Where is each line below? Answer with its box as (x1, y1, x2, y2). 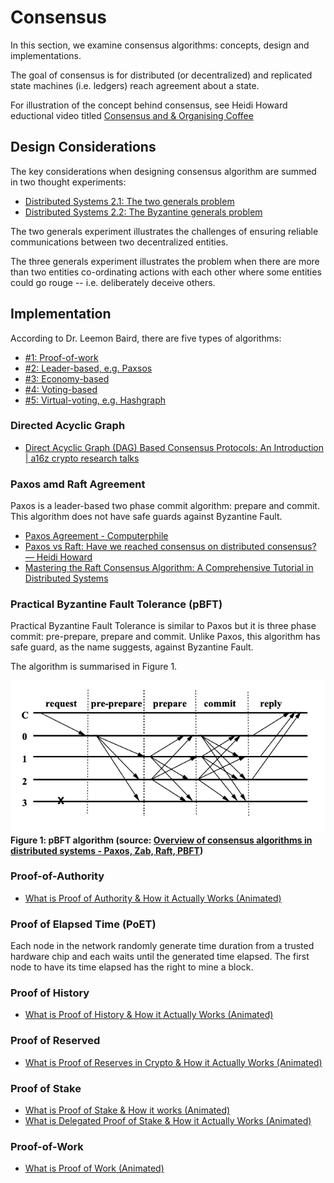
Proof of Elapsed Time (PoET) (10, 917, 157, 931)
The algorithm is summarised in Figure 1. (10, 661, 178, 673)
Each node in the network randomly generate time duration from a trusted (10, 940, 315, 952)
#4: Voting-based (24, 383, 98, 395)
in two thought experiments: (10, 176, 127, 188)
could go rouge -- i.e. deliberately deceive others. (10, 276, 216, 288)
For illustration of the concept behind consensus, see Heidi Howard (10, 99, 288, 111)
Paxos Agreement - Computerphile (24, 530, 169, 542)
